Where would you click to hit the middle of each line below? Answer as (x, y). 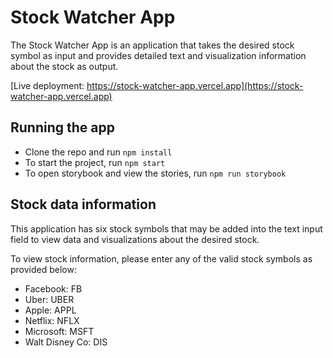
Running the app (62, 127)
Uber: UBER (49, 299)
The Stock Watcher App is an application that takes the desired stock (152, 45)
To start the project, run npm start (95, 162)
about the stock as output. (64, 66)
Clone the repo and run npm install (98, 152)
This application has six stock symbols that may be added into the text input (166, 228)
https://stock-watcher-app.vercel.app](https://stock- (195, 85)
